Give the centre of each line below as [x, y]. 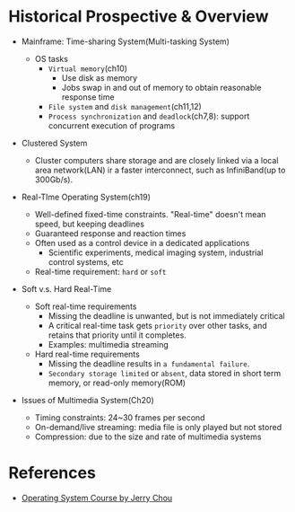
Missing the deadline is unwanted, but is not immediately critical [167, 315]
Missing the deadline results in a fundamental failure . [149, 363]
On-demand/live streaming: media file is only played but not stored [158, 427]
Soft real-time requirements [86, 306]
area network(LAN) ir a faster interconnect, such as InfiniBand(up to [160, 170]
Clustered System [54, 143]
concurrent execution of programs [112, 125]
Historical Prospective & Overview [139, 17]
